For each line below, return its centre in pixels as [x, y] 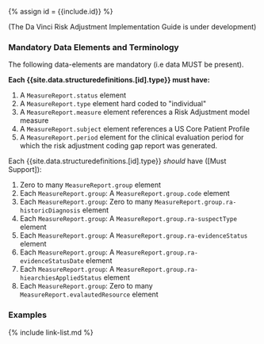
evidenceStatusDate [52, 262]
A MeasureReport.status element [73, 95]
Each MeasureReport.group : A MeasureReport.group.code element [124, 193]
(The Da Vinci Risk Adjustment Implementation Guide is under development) [132, 27]
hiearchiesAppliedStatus [61, 278]
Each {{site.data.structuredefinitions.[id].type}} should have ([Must [117, 161]
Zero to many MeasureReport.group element [90, 185]
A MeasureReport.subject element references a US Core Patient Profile [134, 129]
